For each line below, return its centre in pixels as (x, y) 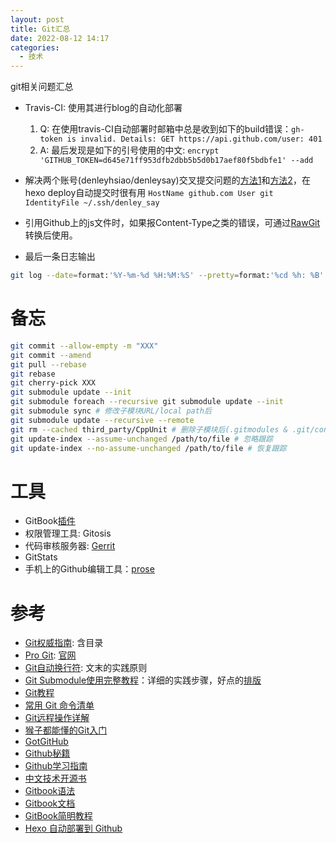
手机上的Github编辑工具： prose (89, 569)
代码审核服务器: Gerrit (70, 546)
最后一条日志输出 (60, 257)
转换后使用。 (51, 235)
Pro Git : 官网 (50, 655)
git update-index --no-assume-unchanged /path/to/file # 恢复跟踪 (148, 448)
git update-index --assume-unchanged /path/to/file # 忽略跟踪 (141, 439)
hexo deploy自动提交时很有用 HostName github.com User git (149, 193)
